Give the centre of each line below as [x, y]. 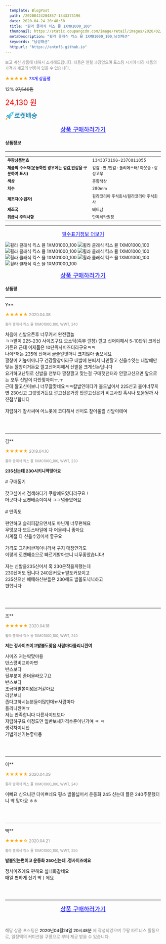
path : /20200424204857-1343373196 [45, 16]
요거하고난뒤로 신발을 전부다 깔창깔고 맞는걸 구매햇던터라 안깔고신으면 [74, 373]
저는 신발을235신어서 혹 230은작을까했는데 [48, 566]
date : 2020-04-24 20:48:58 [37, 21]
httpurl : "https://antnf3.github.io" [48, 47]
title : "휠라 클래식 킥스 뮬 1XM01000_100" [51, 26]
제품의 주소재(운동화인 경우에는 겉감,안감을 [45, 167]
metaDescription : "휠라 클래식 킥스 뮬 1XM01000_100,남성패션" [70, 37]
